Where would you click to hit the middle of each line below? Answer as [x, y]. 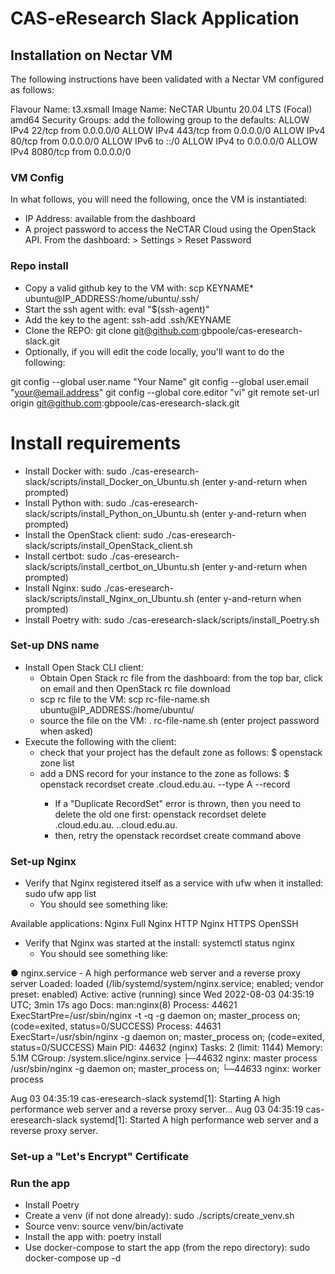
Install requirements [96, 443]
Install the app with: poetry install [93, 1237]
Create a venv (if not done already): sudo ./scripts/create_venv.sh [159, 1216]
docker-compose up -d [73, 1258]
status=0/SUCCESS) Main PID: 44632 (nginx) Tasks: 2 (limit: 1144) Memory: [166, 1048]
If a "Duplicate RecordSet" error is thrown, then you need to [178, 803]
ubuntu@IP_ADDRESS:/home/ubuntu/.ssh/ [112, 298]
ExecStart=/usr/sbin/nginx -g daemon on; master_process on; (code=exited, [167, 1037]
